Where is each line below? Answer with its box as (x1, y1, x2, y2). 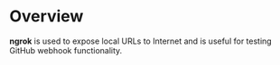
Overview (9, 6, 84, 27)
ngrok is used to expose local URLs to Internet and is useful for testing (9, 36, 273, 46)
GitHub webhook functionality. (9, 45, 123, 55)
